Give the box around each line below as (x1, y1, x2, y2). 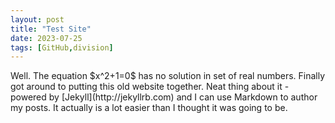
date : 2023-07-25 (10, 33, 83, 43)
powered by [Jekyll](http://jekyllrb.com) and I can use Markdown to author (10, 91, 318, 103)
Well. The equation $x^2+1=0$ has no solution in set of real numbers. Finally (10, 70, 326, 82)
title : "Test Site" (10, 24, 92, 34)
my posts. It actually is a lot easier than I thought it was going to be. (10, 102, 288, 114)
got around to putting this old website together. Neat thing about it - (10, 81, 290, 93)
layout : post (10, 14, 65, 25)
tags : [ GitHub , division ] (10, 42, 114, 53)
